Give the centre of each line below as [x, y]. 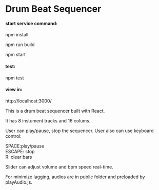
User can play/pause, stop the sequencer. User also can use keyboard [79, 131]
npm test [15, 78]
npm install [17, 35]
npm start [16, 55]
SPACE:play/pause [25, 146]
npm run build [20, 45]
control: [14, 136]
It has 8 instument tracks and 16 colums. [48, 120]
